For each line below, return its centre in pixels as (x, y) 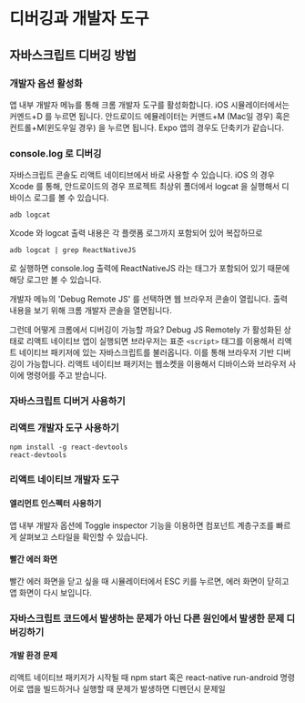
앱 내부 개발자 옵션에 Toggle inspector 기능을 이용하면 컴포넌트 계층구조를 (142, 525)
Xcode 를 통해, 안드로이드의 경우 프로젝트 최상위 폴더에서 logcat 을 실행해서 (145, 187)
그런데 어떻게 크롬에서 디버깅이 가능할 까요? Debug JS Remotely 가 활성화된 (146, 330)
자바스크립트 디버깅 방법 (73, 55)
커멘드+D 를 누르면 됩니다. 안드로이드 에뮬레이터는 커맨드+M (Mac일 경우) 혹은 (150, 116)
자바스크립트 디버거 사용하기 (67, 402)
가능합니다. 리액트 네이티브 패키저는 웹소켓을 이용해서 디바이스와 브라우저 (156, 364)
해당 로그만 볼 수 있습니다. (56, 280)
